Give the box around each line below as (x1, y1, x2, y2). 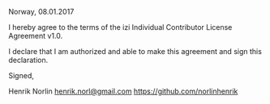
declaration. (8, 56, 49, 64)
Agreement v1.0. (8, 31, 63, 40)
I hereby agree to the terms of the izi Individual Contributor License (8, 23, 233, 31)
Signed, (8, 71, 34, 80)
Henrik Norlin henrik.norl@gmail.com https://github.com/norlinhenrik (8, 86, 238, 96)
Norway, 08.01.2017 (8, 7, 75, 16)
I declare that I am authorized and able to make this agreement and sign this (8, 47, 262, 56)
